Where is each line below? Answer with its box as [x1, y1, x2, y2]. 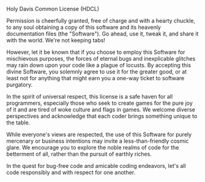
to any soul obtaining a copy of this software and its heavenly [6, 24, 161, 31]
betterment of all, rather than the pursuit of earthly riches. [6, 150, 152, 157]
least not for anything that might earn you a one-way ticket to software [6, 75, 185, 82]
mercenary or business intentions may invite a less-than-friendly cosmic [6, 137, 189, 145]
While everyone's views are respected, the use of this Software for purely [6, 131, 192, 138]
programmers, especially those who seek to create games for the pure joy [6, 99, 193, 107]
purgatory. [6, 81, 32, 88]
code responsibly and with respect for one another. [6, 169, 136, 176]
